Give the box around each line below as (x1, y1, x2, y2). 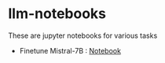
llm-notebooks (8, 5, 107, 23)
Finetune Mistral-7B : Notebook (19, 46, 122, 55)
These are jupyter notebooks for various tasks (8, 31, 158, 40)
